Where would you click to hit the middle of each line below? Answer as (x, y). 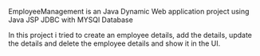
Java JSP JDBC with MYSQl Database (71, 20)
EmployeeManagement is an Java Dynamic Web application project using (129, 11)
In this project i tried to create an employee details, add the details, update (130, 35)
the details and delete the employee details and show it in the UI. (114, 43)
